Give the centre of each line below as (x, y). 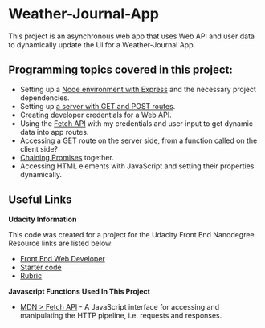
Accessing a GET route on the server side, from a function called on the (139, 140)
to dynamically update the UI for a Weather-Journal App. (102, 44)
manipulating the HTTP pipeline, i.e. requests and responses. (121, 315)
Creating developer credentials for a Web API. (96, 115)
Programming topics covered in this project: (120, 70)
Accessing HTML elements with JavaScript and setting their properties (137, 166)
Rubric (31, 275)
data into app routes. (54, 132)
